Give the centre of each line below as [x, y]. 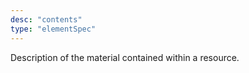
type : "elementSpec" [53, 29]
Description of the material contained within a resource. [125, 57]
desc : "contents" [46, 19]
